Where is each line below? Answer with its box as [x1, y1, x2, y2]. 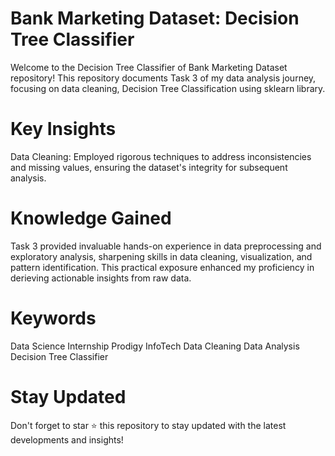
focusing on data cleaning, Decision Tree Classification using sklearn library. [10, 82, 326, 94]
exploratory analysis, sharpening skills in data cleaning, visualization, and [10, 250, 313, 262]
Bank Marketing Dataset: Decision [10, 7, 300, 30]
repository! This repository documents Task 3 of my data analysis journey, [10, 72, 317, 84]
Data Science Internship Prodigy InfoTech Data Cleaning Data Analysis [10, 340, 300, 352]
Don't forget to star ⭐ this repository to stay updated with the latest [10, 419, 287, 431]
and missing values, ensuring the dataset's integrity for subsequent [10, 161, 288, 173]
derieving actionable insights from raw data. [10, 272, 192, 284]
